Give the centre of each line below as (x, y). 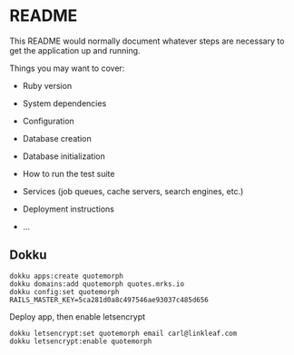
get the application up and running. (75, 50)
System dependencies (64, 103)
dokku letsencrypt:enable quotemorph (81, 341)
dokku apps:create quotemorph (67, 276)
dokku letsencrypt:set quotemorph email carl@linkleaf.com (123, 333)
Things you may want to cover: (67, 68)
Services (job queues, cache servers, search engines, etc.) (133, 191)
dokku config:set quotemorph (64, 291)
